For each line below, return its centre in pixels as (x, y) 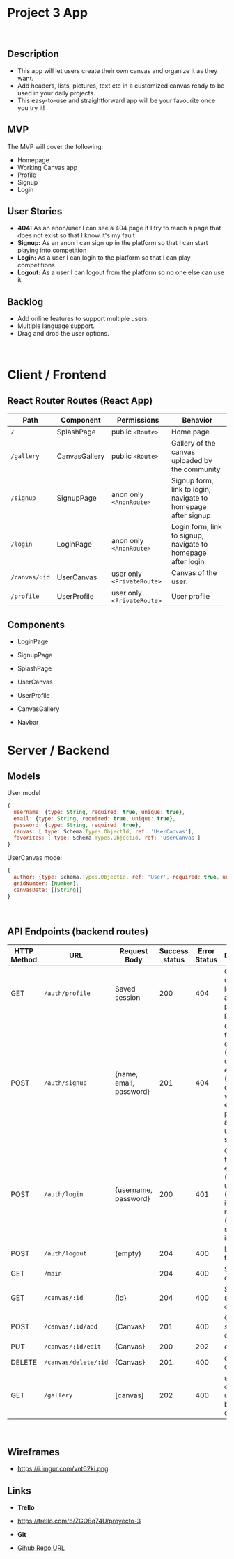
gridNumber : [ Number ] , (46, 883)
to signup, (188, 535)
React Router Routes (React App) (80, 401)
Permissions (138, 421)
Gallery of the (194, 444)
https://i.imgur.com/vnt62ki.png (63, 1469)
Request (134, 951)
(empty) (128, 1253)
